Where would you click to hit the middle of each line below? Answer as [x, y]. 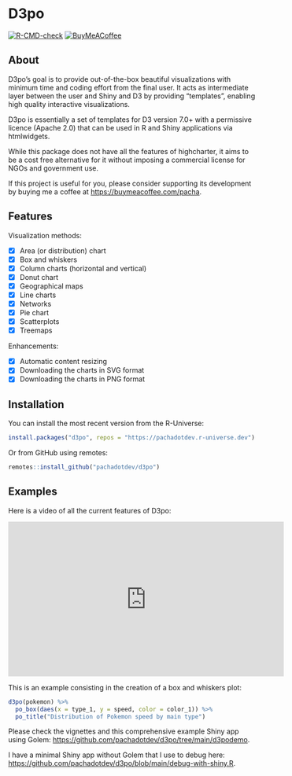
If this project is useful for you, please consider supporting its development [130, 183]
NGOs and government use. [53, 168]
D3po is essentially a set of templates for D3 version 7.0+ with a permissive [130, 120]
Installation [36, 405]
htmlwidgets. [29, 136]
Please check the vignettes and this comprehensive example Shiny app [124, 731]
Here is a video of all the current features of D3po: [90, 510]
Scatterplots [39, 322]
